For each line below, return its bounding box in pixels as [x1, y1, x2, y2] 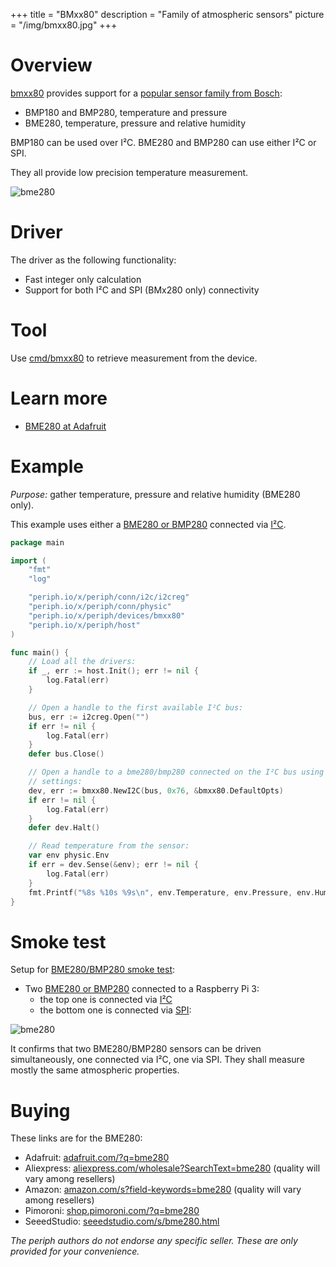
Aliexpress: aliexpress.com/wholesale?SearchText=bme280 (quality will [24, 1162, 321, 1174]
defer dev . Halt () [28, 823, 101, 833]
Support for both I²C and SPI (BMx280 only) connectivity [24, 284, 260, 296]
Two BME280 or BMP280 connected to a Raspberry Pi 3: [24, 983, 260, 995]
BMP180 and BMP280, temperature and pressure [24, 106, 228, 118]
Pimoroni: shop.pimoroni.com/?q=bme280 [24, 1205, 200, 1217]
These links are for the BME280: [10, 1132, 143, 1144]
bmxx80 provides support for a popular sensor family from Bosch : [10, 87, 283, 99]
